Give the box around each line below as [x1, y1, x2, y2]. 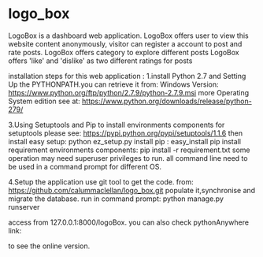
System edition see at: [8, 96, 80, 106]
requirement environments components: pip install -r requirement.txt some [8, 145, 250, 155]
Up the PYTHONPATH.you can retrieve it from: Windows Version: [8, 80, 219, 89]
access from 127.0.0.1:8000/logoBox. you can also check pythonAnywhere [8, 218, 250, 227]
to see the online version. [8, 241, 91, 251]
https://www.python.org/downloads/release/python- [81, 96, 252, 106]
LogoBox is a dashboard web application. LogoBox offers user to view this [8, 31, 250, 40]
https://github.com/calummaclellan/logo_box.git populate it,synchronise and [8, 185, 256, 195]
